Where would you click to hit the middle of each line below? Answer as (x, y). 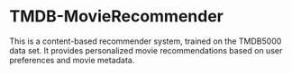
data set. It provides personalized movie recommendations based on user (146, 50)
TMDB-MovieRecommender (116, 16)
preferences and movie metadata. (72, 60)
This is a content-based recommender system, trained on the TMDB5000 (146, 41)
